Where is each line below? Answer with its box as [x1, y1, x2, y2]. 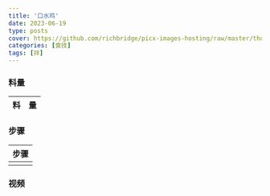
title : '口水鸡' [8, 11, 59, 20]
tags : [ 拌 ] [8, 49, 44, 57]
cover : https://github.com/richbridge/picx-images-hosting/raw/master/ [8, 34, 253, 43]
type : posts [8, 27, 48, 35]
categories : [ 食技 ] [8, 42, 72, 50]
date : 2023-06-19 [8, 19, 67, 27]
